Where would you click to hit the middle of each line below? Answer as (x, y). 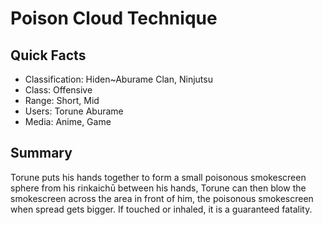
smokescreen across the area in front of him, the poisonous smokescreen (162, 198)
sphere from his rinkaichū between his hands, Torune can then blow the (158, 188)
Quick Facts (48, 55)
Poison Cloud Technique (114, 18)
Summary (41, 153)
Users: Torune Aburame (74, 111)
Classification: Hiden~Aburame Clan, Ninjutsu (118, 79)
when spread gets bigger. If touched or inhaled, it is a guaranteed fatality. (161, 209)
